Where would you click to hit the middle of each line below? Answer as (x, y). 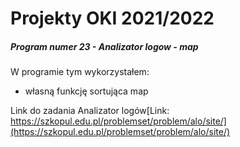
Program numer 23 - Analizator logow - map (104, 46)
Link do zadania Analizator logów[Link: (90, 111)
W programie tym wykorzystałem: (80, 72)
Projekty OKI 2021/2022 (112, 18)
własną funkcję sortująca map (86, 91)
